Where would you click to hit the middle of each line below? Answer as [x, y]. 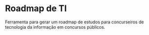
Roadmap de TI [36, 9]
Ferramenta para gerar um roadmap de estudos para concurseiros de [74, 22]
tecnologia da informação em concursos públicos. [55, 27]
